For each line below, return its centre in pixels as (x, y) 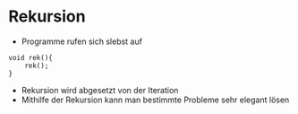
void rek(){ (30, 57)
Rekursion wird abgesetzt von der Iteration (100, 90)
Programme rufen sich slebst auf (81, 41)
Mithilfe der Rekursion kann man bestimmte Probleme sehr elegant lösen (155, 100)
